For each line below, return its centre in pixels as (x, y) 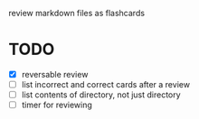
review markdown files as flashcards (77, 13)
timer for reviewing (57, 105)
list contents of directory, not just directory (101, 95)
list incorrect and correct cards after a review (106, 84)
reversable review (55, 74)
